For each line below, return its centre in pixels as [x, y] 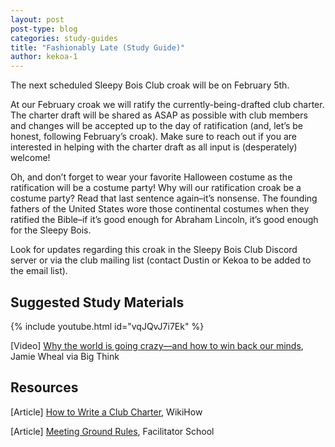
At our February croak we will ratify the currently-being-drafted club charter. [167, 105]
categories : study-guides [64, 38]
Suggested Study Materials [97, 302]
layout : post [37, 19]
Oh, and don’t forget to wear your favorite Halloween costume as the [151, 177]
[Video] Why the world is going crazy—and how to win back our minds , [157, 345]
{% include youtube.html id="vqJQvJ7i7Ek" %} [107, 326]
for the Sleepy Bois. [51, 230]
